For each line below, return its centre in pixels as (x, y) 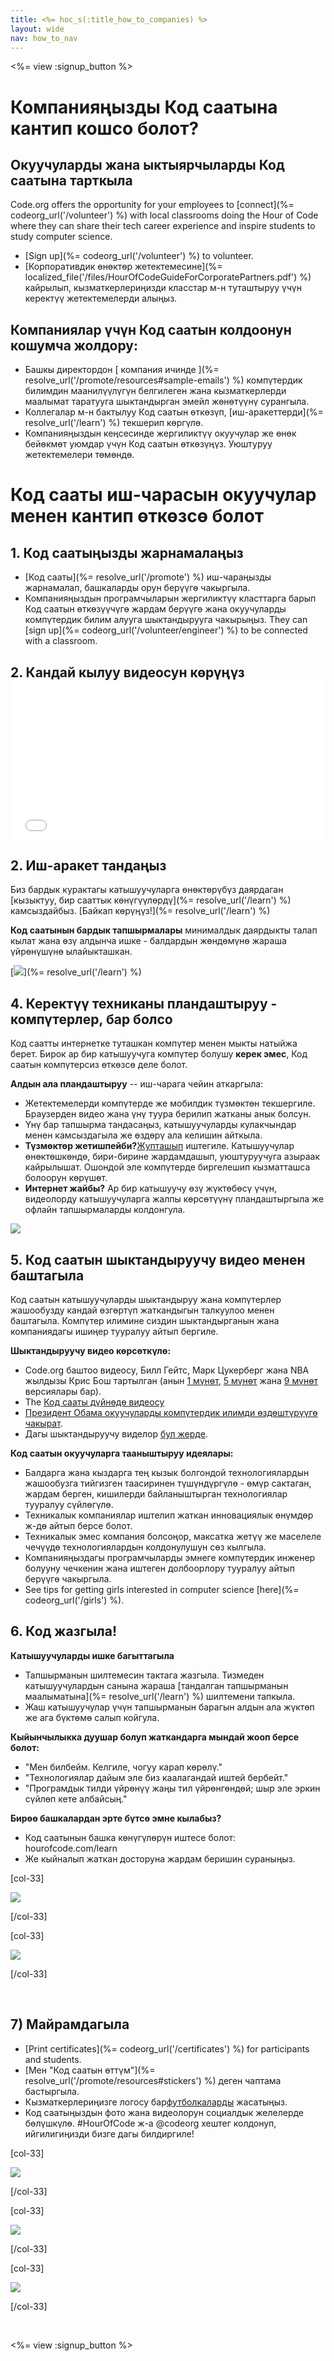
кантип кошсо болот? (105, 128)
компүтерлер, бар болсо (91, 1019)
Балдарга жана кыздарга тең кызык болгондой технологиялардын (167, 1473)
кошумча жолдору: (74, 345)
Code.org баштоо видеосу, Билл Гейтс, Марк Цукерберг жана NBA (167, 1370)
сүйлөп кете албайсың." (76, 1798)
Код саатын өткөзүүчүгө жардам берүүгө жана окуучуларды (155, 609)
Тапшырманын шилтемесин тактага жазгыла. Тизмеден (144, 1675)
